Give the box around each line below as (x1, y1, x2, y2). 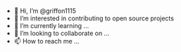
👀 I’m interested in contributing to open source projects (13, 14, 175, 22)
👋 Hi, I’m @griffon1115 (13, 7, 76, 15)
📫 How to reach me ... (13, 37, 80, 45)
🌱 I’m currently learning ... (13, 22, 89, 30)
